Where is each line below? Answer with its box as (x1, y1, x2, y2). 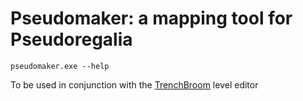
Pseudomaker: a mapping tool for (10, 7, 293, 30)
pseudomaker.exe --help (10, 61, 110, 71)
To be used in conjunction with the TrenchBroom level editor (10, 78, 259, 91)
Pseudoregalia (10, 28, 133, 51)
